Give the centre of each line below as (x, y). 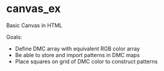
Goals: (14, 37)
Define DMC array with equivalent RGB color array (77, 48)
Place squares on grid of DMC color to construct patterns (86, 61)
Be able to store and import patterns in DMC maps (77, 55)
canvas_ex (34, 9)
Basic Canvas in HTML (34, 25)
